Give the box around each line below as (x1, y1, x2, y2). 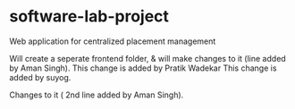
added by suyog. (9, 71, 72, 82)
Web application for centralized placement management (9, 36, 216, 46)
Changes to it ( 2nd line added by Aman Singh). (9, 89, 184, 100)
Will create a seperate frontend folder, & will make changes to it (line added (9, 53, 286, 63)
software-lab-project (9, 6, 170, 27)
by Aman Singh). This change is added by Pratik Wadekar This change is (9, 63, 277, 73)
